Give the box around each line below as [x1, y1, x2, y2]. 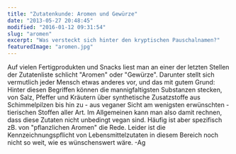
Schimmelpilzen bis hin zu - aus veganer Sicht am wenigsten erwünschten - [7, 101, 230, 109]
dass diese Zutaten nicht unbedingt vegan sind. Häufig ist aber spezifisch [7, 116, 223, 124]
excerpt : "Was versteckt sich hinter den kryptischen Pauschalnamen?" [7, 37, 220, 44]
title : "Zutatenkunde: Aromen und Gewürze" [7, 10, 138, 18]
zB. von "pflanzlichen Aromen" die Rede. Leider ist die [7, 123, 166, 131]
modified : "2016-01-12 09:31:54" [7, 23, 106, 31]
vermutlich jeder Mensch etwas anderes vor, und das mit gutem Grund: [7, 78, 215, 86]
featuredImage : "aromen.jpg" [7, 43, 94, 50]
